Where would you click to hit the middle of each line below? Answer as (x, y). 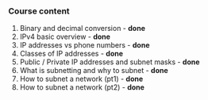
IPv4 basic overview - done (65, 37)
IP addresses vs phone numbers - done (85, 45)
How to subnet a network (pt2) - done (82, 87)
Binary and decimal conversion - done (82, 29)
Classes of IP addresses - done (71, 54)
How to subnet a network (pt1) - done (81, 79)
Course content (39, 11)
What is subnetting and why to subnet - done (94, 71)
